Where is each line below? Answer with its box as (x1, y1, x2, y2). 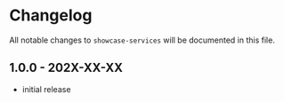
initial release (21, 83, 71, 94)
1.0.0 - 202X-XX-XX (9, 60, 123, 75)
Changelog (9, 5, 93, 26)
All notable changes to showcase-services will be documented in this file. (9, 35, 276, 45)
